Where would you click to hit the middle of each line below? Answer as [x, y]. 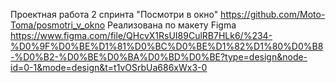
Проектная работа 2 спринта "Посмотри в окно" [114, 14]
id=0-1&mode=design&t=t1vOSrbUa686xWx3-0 [109, 67]
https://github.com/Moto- [273, 14]
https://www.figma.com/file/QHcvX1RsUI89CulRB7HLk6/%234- [141, 35]
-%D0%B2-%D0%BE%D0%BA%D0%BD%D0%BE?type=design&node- [159, 57]
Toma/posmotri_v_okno [58, 25]
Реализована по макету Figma [172, 25]
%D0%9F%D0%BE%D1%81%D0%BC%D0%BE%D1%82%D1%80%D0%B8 [167, 46]
